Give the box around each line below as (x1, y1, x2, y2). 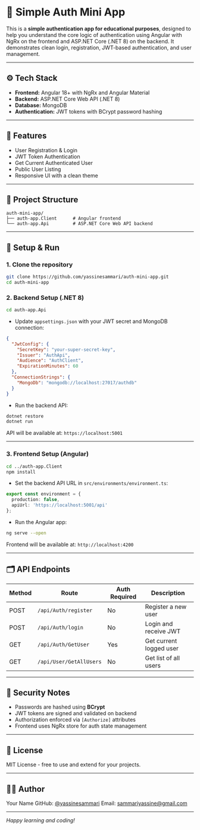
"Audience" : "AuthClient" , (17, 358, 84, 364)
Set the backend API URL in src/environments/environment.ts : (14, 480, 168, 487)
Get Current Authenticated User (14, 159, 93, 166)
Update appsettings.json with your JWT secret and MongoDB (14, 318, 168, 325)
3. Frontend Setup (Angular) (6, 450, 89, 458)
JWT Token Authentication (14, 153, 80, 160)
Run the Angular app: (14, 518, 67, 525)
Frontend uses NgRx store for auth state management (14, 722, 147, 729)
